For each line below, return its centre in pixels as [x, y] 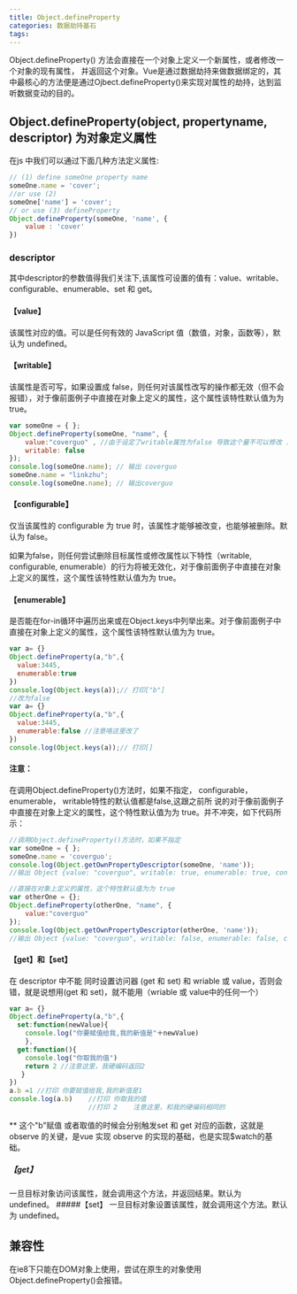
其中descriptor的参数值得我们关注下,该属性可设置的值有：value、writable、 [147, 278]
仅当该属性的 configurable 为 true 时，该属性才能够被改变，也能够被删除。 [145, 526]
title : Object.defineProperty [65, 17]
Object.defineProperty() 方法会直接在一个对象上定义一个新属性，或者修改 [143, 60]
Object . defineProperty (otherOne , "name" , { [91, 905]
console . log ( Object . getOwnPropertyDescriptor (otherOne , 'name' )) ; [134, 930]
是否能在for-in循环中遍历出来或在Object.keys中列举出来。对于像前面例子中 [145, 621]
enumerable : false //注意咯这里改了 [78, 731]
